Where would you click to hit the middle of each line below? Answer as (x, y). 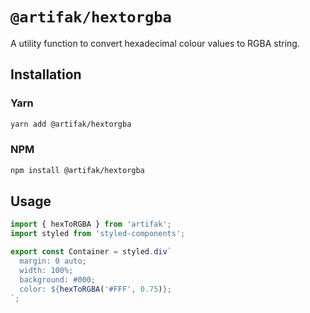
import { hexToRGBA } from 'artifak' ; (91, 224)
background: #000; (58, 279)
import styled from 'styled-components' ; (98, 234)
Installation (46, 74)
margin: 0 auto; (53, 261)
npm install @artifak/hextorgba (77, 170)
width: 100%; (46, 270)
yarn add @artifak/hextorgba (71, 124)
